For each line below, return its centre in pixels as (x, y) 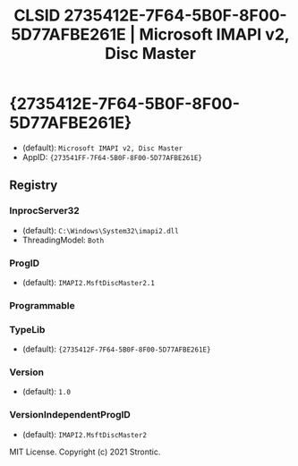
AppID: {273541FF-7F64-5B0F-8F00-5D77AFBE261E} (112, 157)
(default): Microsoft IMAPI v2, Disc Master (102, 148)
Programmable (43, 305)
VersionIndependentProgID (70, 415)
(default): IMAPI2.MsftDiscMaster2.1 (88, 282)
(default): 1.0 (47, 392)
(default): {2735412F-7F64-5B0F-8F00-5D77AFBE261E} (116, 349)
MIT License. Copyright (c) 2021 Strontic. (85, 452)
